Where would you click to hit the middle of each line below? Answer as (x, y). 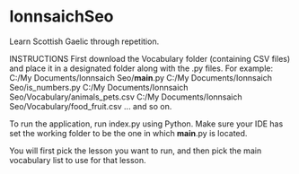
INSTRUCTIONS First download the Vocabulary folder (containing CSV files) (150, 58)
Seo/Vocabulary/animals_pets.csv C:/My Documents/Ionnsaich (126, 97)
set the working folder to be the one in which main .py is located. (128, 133)
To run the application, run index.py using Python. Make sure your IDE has (146, 124)
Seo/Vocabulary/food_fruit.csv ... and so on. (91, 106)
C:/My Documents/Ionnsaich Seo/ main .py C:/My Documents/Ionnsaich (141, 77)
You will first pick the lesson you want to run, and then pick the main (136, 151)
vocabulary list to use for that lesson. (78, 160)
